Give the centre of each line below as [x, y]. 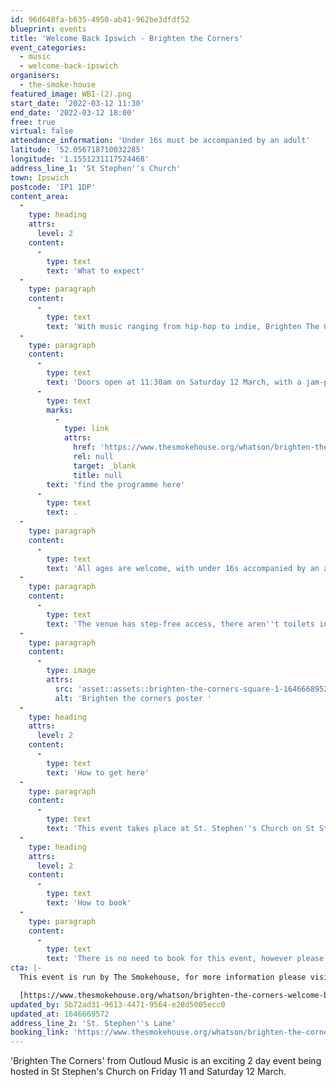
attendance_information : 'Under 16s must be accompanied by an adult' [160, 141]
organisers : [35, 76]
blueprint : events [48, 29]
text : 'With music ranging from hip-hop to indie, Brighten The [183, 326]
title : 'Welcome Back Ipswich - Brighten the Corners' [127, 38]
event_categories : [48, 47]
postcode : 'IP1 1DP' [53, 187]
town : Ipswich [40, 177]
